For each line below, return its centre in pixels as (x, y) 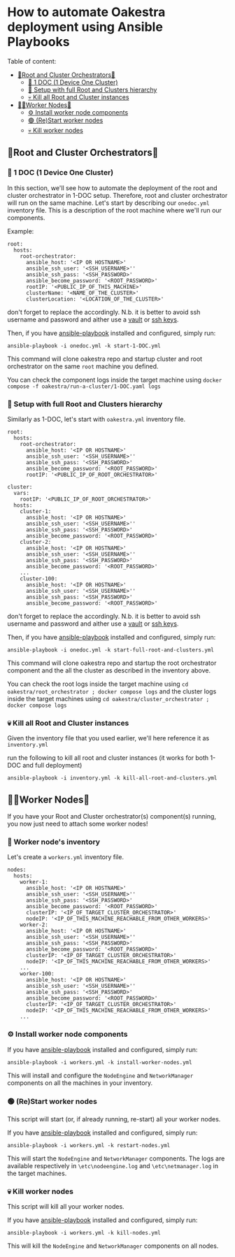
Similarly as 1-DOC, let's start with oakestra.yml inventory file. (97, 419)
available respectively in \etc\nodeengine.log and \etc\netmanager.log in (113, 1165)
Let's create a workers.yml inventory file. (66, 857)
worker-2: (34, 925)
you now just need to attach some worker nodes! (78, 824)
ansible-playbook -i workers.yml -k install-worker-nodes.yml (100, 1062)
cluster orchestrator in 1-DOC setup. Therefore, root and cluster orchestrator (117, 195)
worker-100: (37, 974)
